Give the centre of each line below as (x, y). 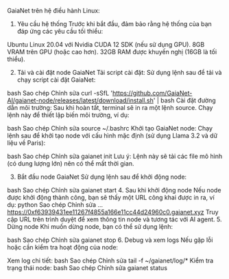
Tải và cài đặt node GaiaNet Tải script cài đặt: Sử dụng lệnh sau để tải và (119, 72)
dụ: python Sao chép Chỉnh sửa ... (55, 205)
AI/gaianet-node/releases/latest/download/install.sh (81, 100)
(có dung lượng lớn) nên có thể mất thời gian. (71, 164)
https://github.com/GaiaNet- (152, 93)
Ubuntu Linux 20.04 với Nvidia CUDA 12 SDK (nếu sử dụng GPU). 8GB (106, 44)
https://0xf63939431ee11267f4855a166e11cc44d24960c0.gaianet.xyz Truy (113, 212)
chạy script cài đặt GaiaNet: (56, 80)
